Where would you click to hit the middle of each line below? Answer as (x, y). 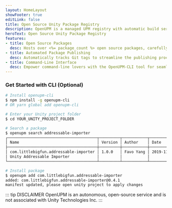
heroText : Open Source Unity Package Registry (56, 34)
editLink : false (23, 19)
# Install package (25, 171)
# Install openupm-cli (29, 96)
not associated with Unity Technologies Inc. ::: (54, 200)
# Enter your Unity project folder (43, 114)
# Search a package (26, 128)
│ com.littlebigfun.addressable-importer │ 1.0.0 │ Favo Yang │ (78, 152)
